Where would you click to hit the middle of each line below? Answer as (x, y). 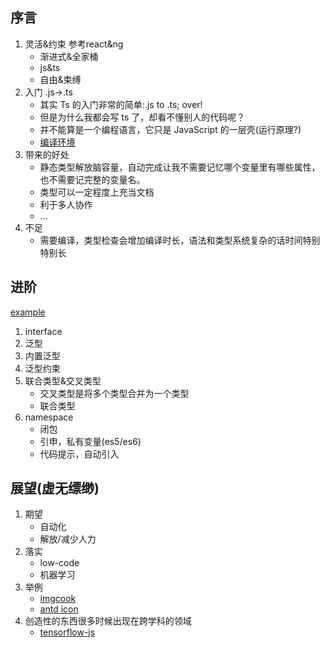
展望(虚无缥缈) (55, 488)
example (28, 312)
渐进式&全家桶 (69, 56)
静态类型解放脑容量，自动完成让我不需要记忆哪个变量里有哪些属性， (180, 167)
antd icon (59, 609)
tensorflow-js (67, 632)
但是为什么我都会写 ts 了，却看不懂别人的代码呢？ (142, 117)
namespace (49, 417)
